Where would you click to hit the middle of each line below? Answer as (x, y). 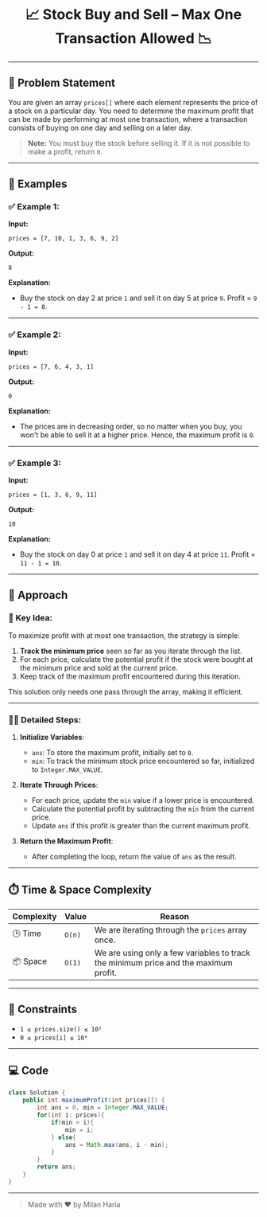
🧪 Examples (38, 184)
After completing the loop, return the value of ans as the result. (134, 857)
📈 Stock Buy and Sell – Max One (133, 15)
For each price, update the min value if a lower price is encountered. (143, 800)
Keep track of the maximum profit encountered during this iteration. (130, 676)
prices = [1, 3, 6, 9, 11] (53, 495)
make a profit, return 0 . (65, 151)
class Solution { (37, 1093)
